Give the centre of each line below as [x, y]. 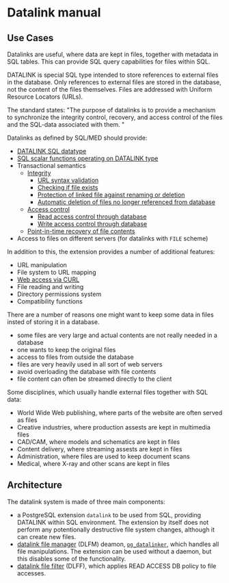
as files [27, 420]
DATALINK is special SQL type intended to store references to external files [113, 75]
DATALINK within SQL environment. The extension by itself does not [113, 522]
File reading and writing [50, 287]
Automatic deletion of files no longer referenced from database [126, 202]
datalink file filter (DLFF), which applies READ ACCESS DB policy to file [117, 566]
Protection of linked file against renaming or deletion [111, 195]
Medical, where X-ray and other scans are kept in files [93, 463]
